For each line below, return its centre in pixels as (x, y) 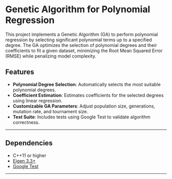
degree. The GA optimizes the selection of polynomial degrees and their (81, 45)
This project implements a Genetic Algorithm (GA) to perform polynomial (82, 34)
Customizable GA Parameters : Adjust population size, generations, (84, 106)
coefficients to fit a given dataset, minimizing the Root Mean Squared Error (84, 50)
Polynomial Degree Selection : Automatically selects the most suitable (87, 84)
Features (20, 72)
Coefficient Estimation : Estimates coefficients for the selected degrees (88, 95)
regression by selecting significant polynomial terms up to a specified (79, 40)
